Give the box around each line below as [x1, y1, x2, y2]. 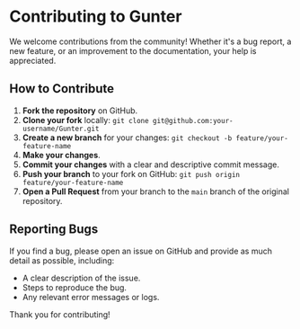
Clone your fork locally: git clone [22, 114, 150, 125]
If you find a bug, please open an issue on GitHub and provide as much [9, 245, 272, 256]
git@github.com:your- [152, 116, 234, 125]
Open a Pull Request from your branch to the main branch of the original [22, 186, 290, 197]
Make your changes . [22, 149, 101, 160]
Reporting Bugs [9, 222, 99, 237]
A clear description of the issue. [22, 272, 141, 283]
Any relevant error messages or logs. [22, 291, 160, 302]
